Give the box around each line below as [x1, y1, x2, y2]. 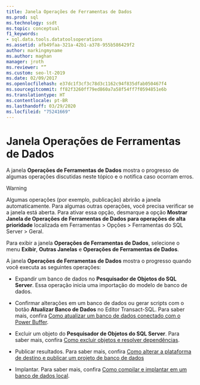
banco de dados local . [14, 372, 70, 380]
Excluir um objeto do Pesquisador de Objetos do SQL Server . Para [14, 330, 180, 337]
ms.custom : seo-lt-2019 [6, 70, 66, 76]
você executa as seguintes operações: [6, 264, 101, 271]
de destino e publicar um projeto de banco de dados [14, 355, 144, 362]
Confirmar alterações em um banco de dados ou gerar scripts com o [14, 300, 184, 307]
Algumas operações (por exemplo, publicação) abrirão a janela [6, 196, 161, 204]
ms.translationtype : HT [6, 92, 66, 98]
